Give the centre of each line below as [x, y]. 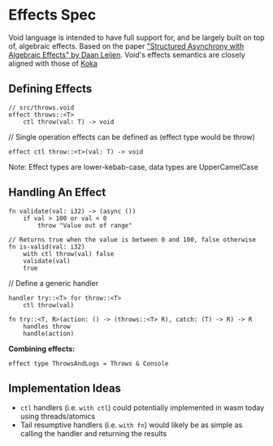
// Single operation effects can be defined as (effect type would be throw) [132, 136]
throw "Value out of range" [85, 225]
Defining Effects [50, 89]
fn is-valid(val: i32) [47, 247]
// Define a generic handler [54, 283]
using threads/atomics [58, 417]
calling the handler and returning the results [93, 434]
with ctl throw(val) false [69, 253]
